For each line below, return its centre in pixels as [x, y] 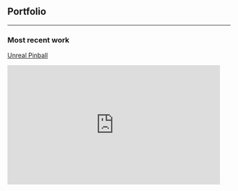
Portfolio [27, 12]
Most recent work [38, 40]
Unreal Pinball [28, 55]
